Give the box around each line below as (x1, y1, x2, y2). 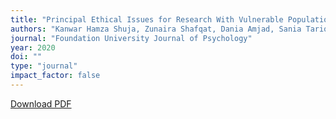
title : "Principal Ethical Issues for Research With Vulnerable (10, 14, 284, 25)
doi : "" (10, 52, 43, 62)
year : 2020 (10, 42, 56, 53)
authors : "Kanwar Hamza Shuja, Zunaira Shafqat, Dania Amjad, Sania (10, 24, 302, 34)
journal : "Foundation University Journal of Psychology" (10, 33, 253, 43)
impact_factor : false (10, 71, 101, 81)
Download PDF (10, 97, 72, 110)
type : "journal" (10, 61, 78, 71)
